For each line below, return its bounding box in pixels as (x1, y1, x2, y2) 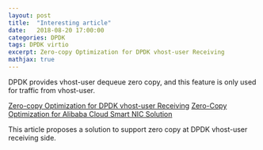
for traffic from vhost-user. (8, 85, 96, 95)
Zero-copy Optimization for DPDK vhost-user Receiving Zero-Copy (8, 100, 227, 111)
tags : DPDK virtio (8, 41, 69, 49)
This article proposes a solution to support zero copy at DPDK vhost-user (8, 124, 248, 134)
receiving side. (8, 133, 57, 142)
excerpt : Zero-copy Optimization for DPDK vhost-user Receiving (8, 48, 225, 56)
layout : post (8, 11, 51, 20)
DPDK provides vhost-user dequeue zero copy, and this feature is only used (8, 77, 257, 87)
